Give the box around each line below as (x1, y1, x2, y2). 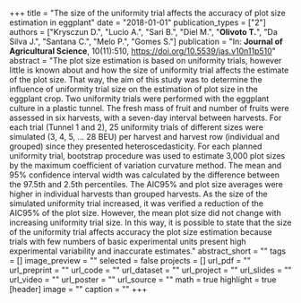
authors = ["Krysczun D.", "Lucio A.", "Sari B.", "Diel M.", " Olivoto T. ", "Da (9, 27, 278, 37)
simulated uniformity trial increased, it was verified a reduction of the (9, 198, 264, 209)
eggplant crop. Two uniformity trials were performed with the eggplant (9, 93, 270, 104)
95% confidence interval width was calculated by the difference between (9, 169, 280, 180)
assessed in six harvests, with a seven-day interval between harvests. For (9, 112, 282, 123)
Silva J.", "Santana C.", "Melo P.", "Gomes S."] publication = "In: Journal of (9, 36, 284, 47)
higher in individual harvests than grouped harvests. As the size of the (9, 188, 268, 199)
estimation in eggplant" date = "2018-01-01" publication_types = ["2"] (9, 17, 267, 28)
